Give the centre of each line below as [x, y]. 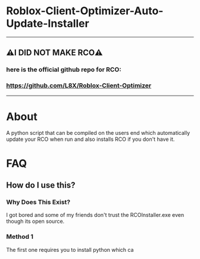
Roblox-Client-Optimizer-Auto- [85, 11]
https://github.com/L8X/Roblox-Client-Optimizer [79, 86]
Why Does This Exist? [38, 202]
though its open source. [35, 222]
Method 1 [20, 237]
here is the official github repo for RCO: [64, 70]
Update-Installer [48, 23]
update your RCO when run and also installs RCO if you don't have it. [90, 139]
